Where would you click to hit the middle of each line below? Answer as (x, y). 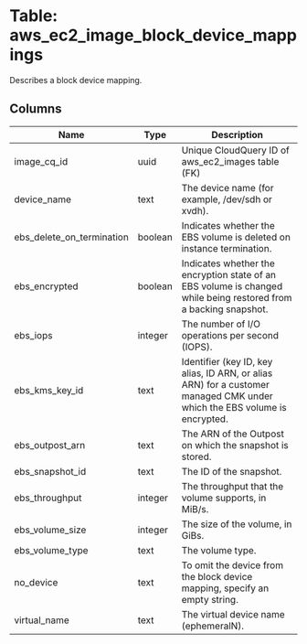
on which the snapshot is (235, 445)
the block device (217, 576)
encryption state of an (229, 274)
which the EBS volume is (234, 407)
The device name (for (228, 188)
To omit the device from (233, 565)
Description (237, 134)
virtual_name (42, 620)
